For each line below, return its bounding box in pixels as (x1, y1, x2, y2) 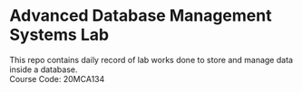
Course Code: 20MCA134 (9, 73, 105, 84)
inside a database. (9, 64, 79, 75)
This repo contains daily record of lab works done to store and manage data (9, 54, 293, 65)
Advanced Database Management (9, 5, 272, 26)
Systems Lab (9, 24, 110, 45)
